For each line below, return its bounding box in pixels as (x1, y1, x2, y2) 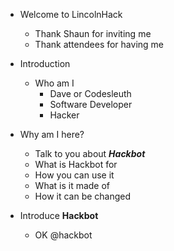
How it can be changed (34, 190, 132, 202)
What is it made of (34, 180, 111, 191)
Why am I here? (19, 129, 85, 140)
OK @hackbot (34, 229, 93, 241)
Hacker (49, 109, 80, 121)
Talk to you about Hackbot (34, 148, 146, 159)
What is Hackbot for (34, 159, 118, 170)
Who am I (34, 77, 75, 89)
